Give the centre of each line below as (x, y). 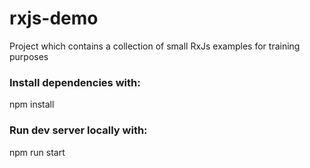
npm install (32, 104)
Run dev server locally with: (78, 130)
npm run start (37, 152)
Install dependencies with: (75, 82)
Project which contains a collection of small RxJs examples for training (155, 46)
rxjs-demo (54, 18)
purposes (29, 56)
